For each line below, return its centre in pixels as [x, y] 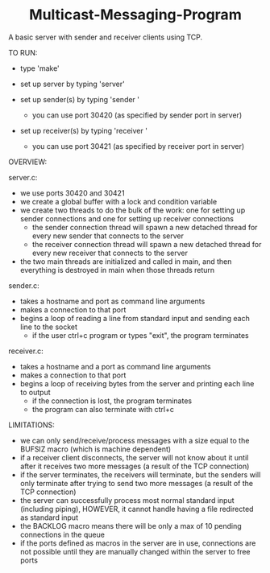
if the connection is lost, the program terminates [112, 401]
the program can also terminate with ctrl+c [103, 409]
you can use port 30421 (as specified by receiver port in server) [138, 146]
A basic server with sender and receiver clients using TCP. [106, 37]
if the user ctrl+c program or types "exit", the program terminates [140, 335]
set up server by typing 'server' [72, 84]
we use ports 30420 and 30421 [72, 193]
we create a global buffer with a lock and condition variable [118, 201]
